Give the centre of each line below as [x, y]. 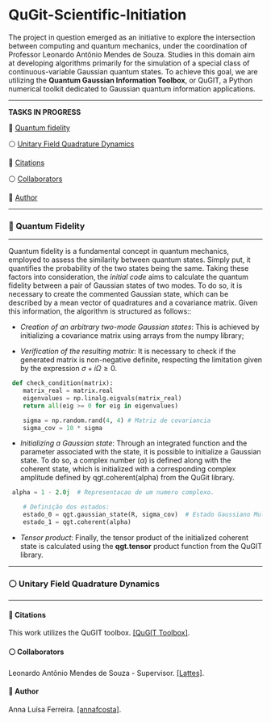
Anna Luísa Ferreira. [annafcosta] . [65, 709]
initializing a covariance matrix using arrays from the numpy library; [132, 336]
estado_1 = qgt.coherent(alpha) [77, 522]
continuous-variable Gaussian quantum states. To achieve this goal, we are [133, 71]
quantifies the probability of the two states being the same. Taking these [129, 268]
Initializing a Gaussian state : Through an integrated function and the [133, 443]
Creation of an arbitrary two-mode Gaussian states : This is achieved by [140, 327]
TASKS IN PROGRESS [45, 112]
